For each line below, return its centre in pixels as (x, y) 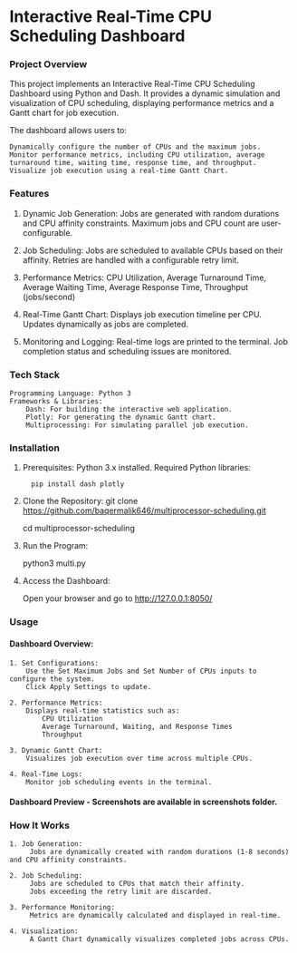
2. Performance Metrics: (56, 703)
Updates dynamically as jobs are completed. (105, 324)
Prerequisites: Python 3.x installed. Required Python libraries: (136, 468)
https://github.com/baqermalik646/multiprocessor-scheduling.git (144, 511)
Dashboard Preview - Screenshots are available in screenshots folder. (144, 802)
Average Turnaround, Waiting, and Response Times (137, 726)
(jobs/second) (48, 297)
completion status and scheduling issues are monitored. (127, 351)
